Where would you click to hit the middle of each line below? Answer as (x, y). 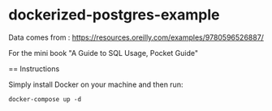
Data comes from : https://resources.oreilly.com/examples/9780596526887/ (136, 37)
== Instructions (34, 68)
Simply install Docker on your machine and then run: (96, 84)
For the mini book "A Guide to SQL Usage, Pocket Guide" (104, 53)
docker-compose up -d (45, 99)
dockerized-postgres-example (114, 15)
